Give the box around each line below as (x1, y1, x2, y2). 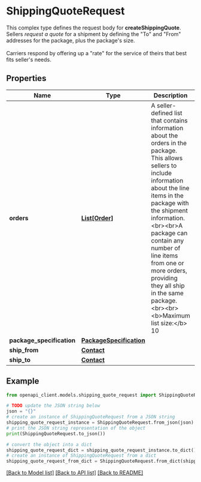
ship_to (9, 355, 31, 364)
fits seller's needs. (6, 56, 52, 63)
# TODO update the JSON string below (6, 403, 100, 409)
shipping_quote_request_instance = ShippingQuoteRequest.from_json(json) (6, 420, 194, 426)
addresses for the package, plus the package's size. (6, 37, 135, 44)
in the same (151, 289, 184, 297)
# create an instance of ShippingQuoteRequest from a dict (6, 453, 157, 459)
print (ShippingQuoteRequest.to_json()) (6, 430, 106, 436)
